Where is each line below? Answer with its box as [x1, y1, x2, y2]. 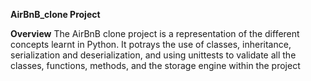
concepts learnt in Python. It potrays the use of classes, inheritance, [10, 39, 292, 50]
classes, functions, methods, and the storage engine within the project [10, 60, 301, 71]
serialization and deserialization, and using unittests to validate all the [10, 49, 297, 61]
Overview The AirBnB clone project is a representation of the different [10, 28, 300, 39]
